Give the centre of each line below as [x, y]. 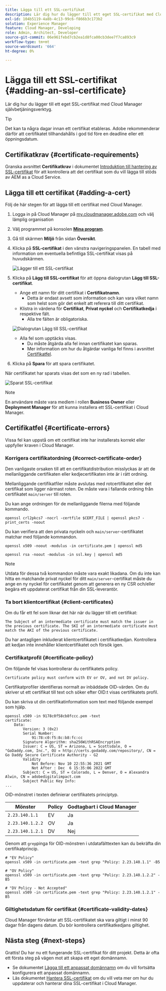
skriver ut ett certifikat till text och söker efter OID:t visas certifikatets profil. [82, 692]
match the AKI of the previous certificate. [52, 631]
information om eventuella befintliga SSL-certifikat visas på [72, 253]
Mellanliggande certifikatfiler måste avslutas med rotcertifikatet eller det [78, 484]
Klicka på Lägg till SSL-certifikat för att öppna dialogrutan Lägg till [81, 278]
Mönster [25, 806]
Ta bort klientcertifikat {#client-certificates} [59, 602]
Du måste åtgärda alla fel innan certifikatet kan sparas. [83, 344]
